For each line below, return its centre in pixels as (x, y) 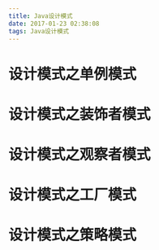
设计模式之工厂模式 (73, 195)
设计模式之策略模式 (73, 235)
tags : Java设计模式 (39, 31)
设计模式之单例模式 (73, 74)
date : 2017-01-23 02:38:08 (54, 24)
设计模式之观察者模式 (80, 154)
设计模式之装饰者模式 (80, 114)
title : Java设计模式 (41, 16)
